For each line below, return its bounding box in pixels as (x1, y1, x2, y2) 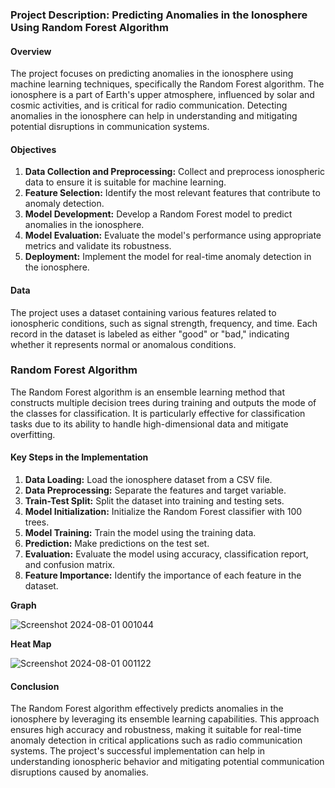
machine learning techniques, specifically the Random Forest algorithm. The (10, 78, 325, 90)
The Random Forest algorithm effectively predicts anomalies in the (10, 703, 284, 715)
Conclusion (10, 680, 60, 692)
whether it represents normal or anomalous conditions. (10, 338, 237, 350)
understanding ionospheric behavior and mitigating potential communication (10, 756, 325, 768)
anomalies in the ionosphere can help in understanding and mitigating (10, 110, 298, 122)
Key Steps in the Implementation (10, 451, 149, 463)
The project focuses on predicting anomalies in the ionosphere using (10, 68, 294, 80)
